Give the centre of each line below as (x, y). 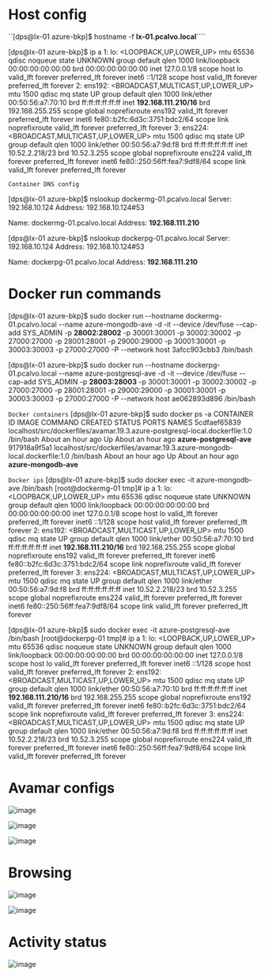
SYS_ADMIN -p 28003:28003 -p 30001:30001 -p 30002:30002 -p (147, 381)
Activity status (58, 942)
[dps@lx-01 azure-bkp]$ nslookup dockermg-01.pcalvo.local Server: (120, 199)
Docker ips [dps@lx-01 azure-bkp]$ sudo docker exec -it (102, 479)
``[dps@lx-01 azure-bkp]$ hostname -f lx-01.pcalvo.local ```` (107, 36)
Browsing (40, 872)
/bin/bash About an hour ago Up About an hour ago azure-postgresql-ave (130, 439)
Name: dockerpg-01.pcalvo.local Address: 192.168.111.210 (103, 261)
